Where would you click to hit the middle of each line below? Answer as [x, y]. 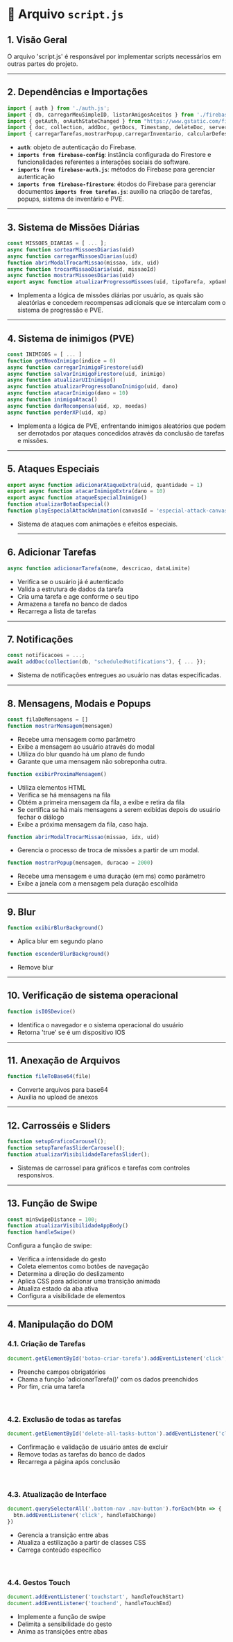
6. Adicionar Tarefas [52, 553]
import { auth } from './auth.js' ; [59, 108]
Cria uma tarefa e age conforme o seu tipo [78, 596]
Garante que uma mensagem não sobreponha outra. [92, 761]
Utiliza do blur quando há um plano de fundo [81, 754]
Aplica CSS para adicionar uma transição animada [89, 1282]
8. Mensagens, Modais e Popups [79, 703]
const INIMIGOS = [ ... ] [44, 354]
